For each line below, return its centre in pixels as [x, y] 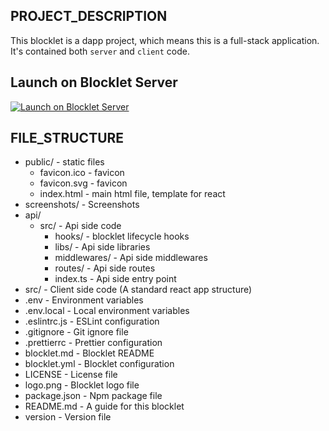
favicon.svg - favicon [83, 183]
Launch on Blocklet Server [94, 82]
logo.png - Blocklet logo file [82, 385]
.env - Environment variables [84, 300]
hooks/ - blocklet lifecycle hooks [122, 236]
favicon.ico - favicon [82, 173]
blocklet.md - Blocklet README [89, 353]
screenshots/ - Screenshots [82, 205]
